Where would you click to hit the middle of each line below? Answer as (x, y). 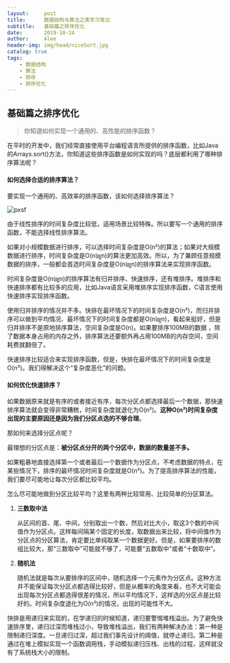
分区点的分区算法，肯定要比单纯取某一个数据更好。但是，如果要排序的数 (119, 540)
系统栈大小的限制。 (46, 653)
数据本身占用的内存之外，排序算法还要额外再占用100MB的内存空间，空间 (116, 336)
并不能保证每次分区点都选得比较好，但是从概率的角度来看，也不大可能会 (119, 586)
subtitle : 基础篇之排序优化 (46, 26)
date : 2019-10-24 (41, 33)
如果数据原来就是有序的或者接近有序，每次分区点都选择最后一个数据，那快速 (115, 401)
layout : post (32, 13)
